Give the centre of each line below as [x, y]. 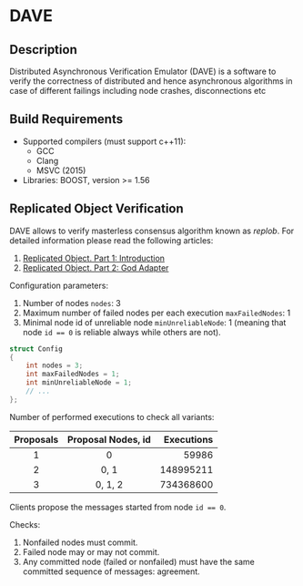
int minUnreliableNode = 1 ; [79, 383]
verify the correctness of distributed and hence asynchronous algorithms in [151, 81]
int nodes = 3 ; [55, 365]
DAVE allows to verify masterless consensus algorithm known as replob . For [152, 231]
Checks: [25, 524]
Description [43, 50]
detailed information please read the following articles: [111, 240]
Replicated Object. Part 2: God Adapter [96, 267]
